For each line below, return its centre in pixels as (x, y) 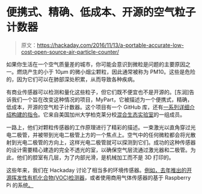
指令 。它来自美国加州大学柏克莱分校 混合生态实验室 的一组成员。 (106, 114)
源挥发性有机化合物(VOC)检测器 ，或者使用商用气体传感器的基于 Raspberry (99, 177)
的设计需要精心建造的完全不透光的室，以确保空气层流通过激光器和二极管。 (98, 150)
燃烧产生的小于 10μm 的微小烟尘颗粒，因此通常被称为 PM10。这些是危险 (106, 71)
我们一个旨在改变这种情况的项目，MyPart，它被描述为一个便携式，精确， (102, 99)
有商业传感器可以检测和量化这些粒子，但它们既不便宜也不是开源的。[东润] (98, 92)
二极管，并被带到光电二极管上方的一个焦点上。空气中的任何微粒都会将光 (101, 135)
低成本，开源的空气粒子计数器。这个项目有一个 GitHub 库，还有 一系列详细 (98, 107)
